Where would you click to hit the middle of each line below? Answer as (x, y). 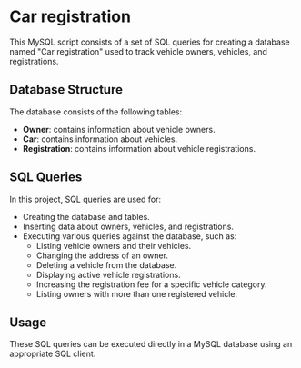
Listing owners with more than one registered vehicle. (137, 293)
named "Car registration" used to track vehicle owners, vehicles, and (139, 51)
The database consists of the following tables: (96, 112)
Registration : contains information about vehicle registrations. (139, 148)
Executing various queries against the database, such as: (130, 236)
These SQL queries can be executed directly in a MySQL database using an (151, 344)
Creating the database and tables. (86, 216)
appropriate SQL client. (53, 354)
